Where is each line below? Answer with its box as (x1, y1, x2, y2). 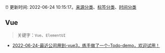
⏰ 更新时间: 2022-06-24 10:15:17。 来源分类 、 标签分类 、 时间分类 (5, 4, 137, 10)
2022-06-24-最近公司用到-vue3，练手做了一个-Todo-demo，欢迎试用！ (12, 42, 160, 48)
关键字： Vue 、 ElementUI (17, 32, 66, 38)
